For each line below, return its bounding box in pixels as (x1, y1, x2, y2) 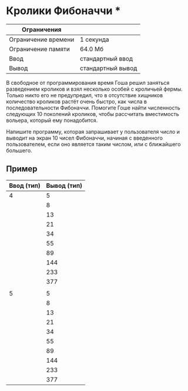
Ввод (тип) (9, 181, 41, 190)
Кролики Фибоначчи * (6, 4, 121, 18)
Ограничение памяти (9, 45, 70, 53)
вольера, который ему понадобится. (6, 117, 98, 124)
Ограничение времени (9, 35, 75, 44)
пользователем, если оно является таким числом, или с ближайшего (6, 140, 181, 148)
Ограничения (21, 25, 62, 34)
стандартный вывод (80, 64, 137, 72)
